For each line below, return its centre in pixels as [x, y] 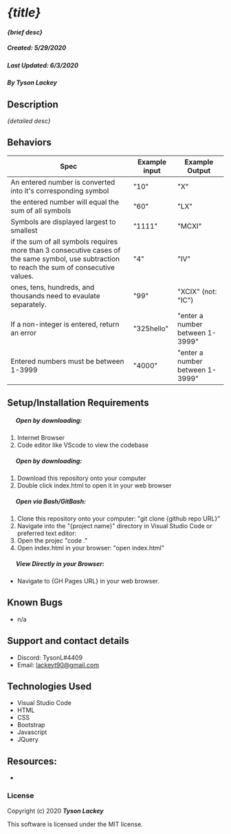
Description [33, 104]
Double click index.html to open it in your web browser [94, 486]
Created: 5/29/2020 [37, 48]
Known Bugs [35, 603]
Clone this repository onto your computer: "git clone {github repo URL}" [119, 519]
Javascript [32, 732]
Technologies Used [49, 687]
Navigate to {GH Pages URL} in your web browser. [88, 581]
